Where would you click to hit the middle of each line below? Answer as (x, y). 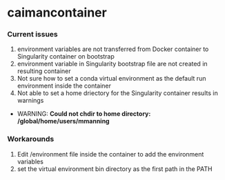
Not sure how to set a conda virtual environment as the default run (111, 79)
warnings (30, 101)
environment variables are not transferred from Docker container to (113, 49)
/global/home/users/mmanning (63, 121)
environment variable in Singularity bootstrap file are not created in (112, 64)
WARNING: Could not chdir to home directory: (84, 114)
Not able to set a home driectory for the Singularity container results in (118, 93)
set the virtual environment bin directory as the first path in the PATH (115, 169)
